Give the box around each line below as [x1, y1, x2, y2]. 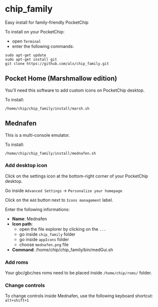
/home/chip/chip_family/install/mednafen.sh [5, 151, 96, 156]
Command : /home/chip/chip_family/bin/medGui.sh [12, 246, 114, 253]
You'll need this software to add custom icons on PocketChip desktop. [5, 87, 145, 93]
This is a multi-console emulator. [5, 132, 70, 138]
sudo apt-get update [5, 52, 47, 58]
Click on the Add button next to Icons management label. [5, 197, 114, 203]
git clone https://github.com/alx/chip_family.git [5, 61, 109, 66]
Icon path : [12, 221, 33, 226]
